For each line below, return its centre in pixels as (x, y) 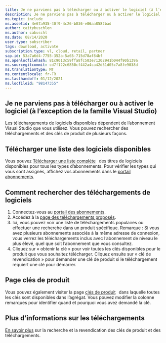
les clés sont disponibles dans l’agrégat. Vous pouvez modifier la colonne (80, 297)
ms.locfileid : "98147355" (32, 83)
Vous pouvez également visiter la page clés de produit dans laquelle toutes (83, 292)
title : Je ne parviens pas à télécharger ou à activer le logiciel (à (79, 10)
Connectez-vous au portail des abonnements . (59, 212)
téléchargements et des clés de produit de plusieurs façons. (66, 134)
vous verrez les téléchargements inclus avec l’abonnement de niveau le (85, 239)
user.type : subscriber (28, 42)
